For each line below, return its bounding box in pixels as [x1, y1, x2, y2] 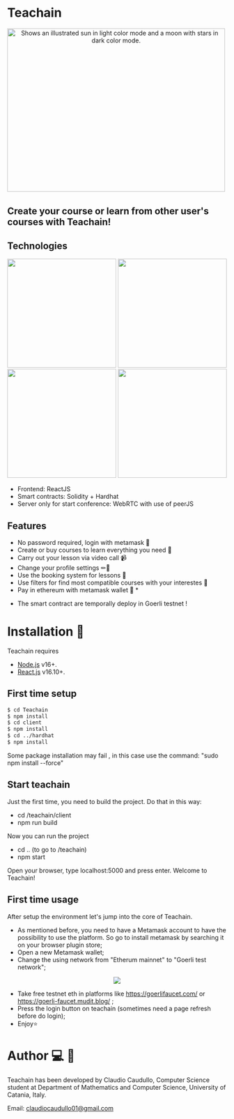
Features [7, 520, 47, 532]
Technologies [7, 240, 68, 252]
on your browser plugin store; [17, 941, 102, 949]
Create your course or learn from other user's [7, 206, 209, 217]
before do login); [17, 1012, 66, 1020]
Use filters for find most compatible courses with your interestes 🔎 [17, 578, 208, 587]
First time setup [7, 688, 77, 700]
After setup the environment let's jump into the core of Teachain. [7, 912, 193, 920]
